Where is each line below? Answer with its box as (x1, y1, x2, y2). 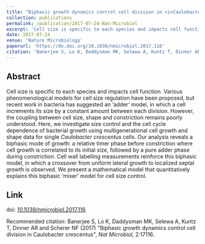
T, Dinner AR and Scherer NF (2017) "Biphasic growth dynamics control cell (6, 224, 196, 232)
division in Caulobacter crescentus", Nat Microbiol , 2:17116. (6, 231, 155, 238)
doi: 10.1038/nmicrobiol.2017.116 (6, 206, 86, 213)
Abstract (6, 72, 41, 82)
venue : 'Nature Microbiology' (6, 37, 84, 43)
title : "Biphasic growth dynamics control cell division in (6, 9, 163, 15)
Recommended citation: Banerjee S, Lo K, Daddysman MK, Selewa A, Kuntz (6, 218, 196, 225)
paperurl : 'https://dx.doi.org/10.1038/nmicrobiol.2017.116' (6, 43, 165, 50)
